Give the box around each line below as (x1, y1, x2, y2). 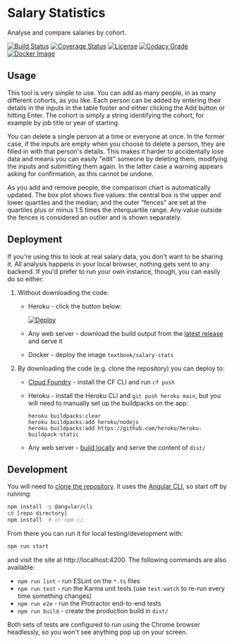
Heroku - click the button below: (27, 301, 122, 311)
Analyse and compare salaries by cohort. (7, 28, 127, 37)
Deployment (7, 234, 63, 246)
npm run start (7, 543, 49, 550)
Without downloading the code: (17, 288, 109, 296)
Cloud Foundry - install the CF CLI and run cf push (27, 377, 175, 386)
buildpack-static (27, 431, 80, 438)
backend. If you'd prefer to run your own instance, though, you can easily (7, 267, 221, 275)
